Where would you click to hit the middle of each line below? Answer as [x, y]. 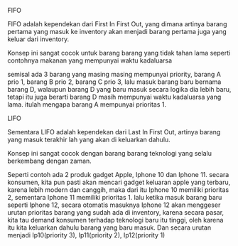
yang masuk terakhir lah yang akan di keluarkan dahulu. [89, 139]
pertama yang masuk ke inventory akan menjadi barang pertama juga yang [117, 32]
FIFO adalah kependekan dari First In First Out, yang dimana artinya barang [117, 24]
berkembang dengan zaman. [50, 161]
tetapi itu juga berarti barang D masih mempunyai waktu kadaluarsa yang [114, 97]
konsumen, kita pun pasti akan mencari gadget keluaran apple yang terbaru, [119, 182]
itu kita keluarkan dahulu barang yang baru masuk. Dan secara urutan [109, 228]
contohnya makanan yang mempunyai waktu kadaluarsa [90, 60]
